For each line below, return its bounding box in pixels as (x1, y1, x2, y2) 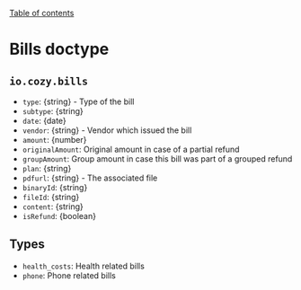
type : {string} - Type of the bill (22, 96, 135, 107)
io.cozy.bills (9, 75, 88, 88)
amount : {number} (22, 135, 87, 145)
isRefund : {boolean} (22, 211, 97, 221)
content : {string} (22, 201, 84, 212)
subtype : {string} (22, 106, 84, 116)
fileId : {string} (22, 192, 80, 202)
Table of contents (9, 8, 75, 18)
